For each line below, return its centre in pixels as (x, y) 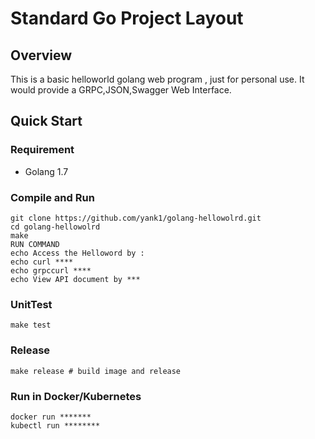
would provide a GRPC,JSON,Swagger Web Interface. (121, 90)
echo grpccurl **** (51, 270)
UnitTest (31, 304)
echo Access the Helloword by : (77, 253)
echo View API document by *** (75, 279)
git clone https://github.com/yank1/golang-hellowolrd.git (136, 218)
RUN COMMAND (35, 244)
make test (31, 325)
